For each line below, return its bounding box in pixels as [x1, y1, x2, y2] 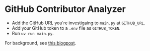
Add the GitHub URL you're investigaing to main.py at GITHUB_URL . [11, 20, 146, 26]
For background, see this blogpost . [4, 40, 76, 46]
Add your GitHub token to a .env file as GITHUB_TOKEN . [11, 25, 121, 31]
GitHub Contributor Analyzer [4, 3, 126, 15]
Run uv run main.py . [11, 30, 54, 36]
